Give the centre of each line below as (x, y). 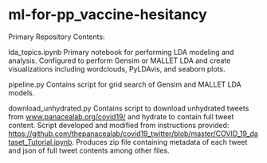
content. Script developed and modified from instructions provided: (119, 125)
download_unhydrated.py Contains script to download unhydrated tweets (129, 108)
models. (22, 92)
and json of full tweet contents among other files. (89, 150)
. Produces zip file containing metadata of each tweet (159, 142)
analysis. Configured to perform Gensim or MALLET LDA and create (120, 60)
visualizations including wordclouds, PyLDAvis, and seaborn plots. (117, 68)
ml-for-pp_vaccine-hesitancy (108, 15)
